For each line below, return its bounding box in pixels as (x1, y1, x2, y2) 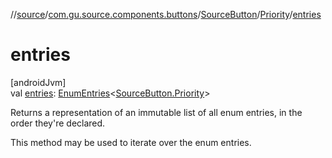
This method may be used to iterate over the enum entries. (10, 136, 252, 148)
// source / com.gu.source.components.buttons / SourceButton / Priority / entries (10, 9, 322, 20)
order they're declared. (10, 117, 106, 129)
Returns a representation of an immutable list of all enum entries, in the (10, 106, 303, 118)
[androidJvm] (10, 76, 67, 88)
